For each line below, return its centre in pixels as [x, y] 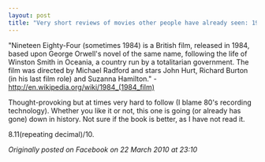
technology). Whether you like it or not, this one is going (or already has [125, 110]
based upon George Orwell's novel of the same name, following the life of [128, 53]
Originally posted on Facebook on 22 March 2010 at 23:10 [103, 149]
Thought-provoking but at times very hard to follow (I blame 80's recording [130, 102]
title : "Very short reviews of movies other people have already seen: [128, 23]
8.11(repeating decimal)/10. [51, 134]
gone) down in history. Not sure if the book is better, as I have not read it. [127, 119]
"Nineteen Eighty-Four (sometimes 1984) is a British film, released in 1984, [129, 45]
